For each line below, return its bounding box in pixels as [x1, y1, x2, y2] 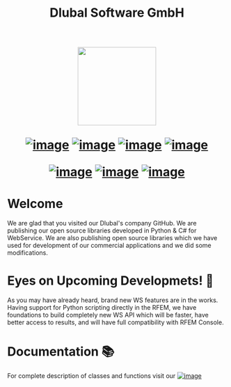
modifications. [7, 248, 49, 257]
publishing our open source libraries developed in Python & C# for [7, 226, 197, 235]
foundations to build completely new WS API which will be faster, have [7, 311, 209, 319]
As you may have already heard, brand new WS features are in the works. [7, 296, 218, 304]
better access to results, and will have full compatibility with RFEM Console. [7, 318, 224, 326]
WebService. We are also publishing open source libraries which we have [7, 234, 218, 242]
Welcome [7, 196, 63, 212]
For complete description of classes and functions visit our [7, 372, 176, 380]
